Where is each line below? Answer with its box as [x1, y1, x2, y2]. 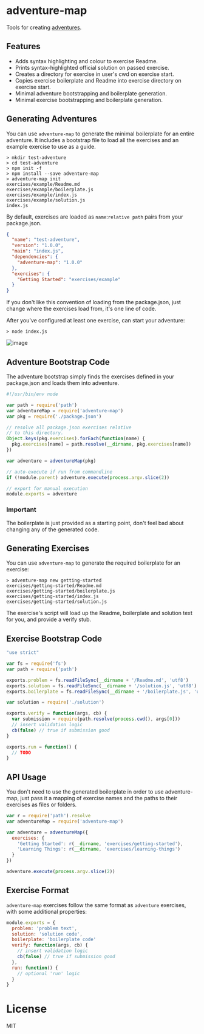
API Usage [6, 772, 47, 782]
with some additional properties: [6, 908, 87, 915]
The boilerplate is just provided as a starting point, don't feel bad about [6, 519, 184, 526]
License [6, 1002, 47, 1016]
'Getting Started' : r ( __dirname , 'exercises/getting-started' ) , [17, 840, 183, 847]
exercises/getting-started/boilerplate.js [6, 588, 115, 594]
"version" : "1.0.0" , [12, 242, 64, 249]
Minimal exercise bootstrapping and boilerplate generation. [15, 96, 163, 103]
